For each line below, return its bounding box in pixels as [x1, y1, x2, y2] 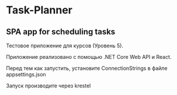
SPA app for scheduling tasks [6, 27, 116, 37]
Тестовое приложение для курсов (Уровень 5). [6, 42, 124, 49]
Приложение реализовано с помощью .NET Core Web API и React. [6, 54, 172, 60]
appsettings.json [6, 71, 46, 78]
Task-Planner [6, 3, 73, 17]
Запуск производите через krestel [6, 82, 91, 89]
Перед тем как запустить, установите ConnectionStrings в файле [6, 65, 168, 72]
